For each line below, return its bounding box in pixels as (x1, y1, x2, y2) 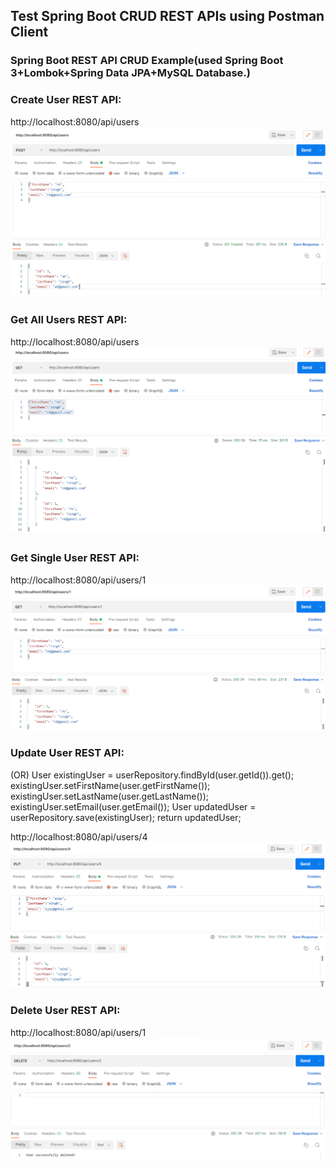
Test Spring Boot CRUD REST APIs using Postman (10, 8, 325, 25)
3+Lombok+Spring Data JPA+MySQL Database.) (10, 66, 251, 80)
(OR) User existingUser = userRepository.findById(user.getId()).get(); (10, 769, 295, 781)
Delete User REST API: (10, 1004, 121, 1018)
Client (10, 24, 49, 41)
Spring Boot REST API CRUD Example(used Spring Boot (10, 54, 284, 68)
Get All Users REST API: (10, 313, 128, 327)
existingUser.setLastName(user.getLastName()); (10, 790, 210, 802)
